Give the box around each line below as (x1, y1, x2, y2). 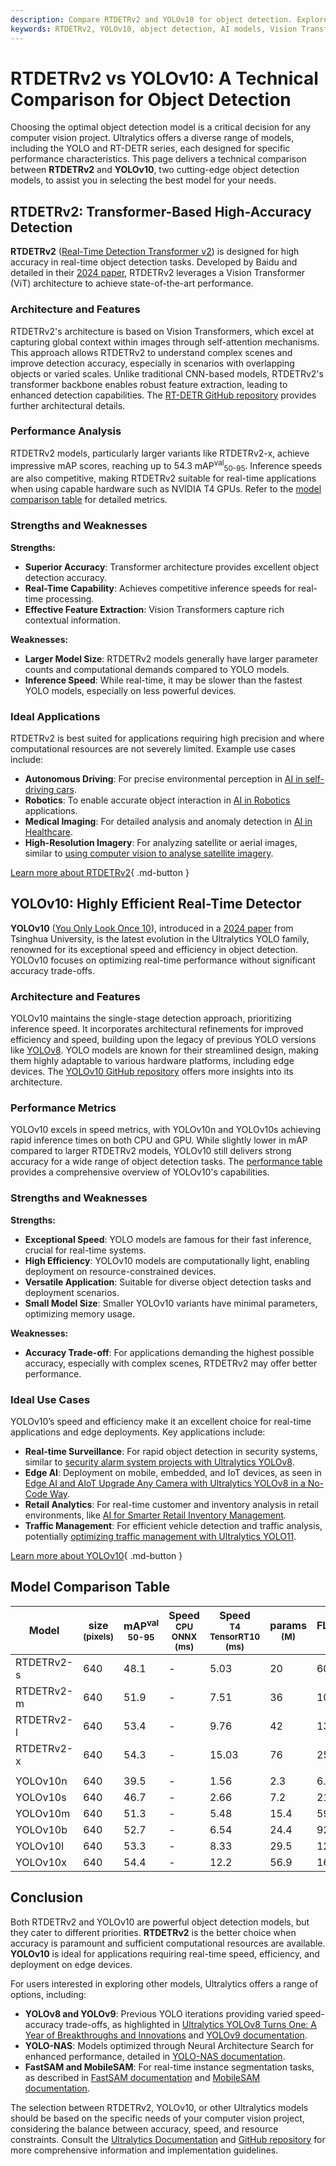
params (269, 1618, 307, 1632)
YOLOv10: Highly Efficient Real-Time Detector (10, 896, 302, 913)
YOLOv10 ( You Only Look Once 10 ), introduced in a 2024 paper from (10, 922, 294, 934)
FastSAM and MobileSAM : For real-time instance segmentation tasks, (24, 2061, 315, 2073)
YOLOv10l (15, 1839, 64, 1853)
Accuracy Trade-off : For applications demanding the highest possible (24, 1346, 315, 1358)
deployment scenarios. (24, 1286, 120, 1298)
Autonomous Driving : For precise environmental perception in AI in (24, 772, 303, 785)
